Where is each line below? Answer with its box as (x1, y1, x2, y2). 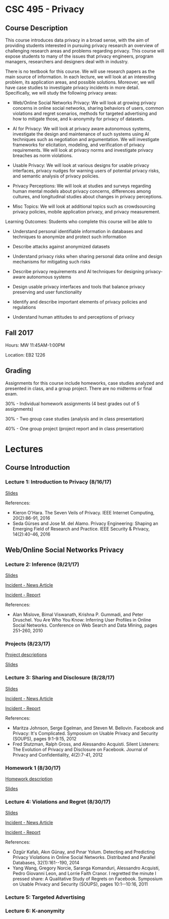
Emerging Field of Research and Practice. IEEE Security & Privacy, (12, 526, 150, 532)
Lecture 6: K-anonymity (5, 907, 65, 914)
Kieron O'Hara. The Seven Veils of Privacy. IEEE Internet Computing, (12, 509, 155, 515)
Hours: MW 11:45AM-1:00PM (5, 342, 65, 348)
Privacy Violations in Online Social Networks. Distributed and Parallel (12, 854, 155, 860)
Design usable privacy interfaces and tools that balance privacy (12, 284, 145, 289)
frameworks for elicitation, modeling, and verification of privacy (12, 142, 145, 148)
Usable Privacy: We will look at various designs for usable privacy (12, 162, 150, 168)
